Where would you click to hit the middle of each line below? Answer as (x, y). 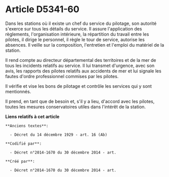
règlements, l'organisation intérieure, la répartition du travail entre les (77, 34)
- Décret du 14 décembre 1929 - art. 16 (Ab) (59, 135)
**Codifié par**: (24, 144)
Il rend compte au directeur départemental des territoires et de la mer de (81, 60)
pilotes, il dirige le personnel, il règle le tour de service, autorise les (75, 40)
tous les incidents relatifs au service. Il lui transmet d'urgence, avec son (80, 65)
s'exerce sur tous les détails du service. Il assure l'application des (74, 28)
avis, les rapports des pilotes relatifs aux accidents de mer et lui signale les (83, 71)
